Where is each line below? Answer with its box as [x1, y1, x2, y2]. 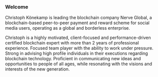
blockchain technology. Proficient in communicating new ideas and [5, 56, 141, 62]
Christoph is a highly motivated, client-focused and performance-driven [5, 35, 151, 40]
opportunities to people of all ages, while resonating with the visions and [5, 61, 153, 67]
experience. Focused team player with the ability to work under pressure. [5, 45, 154, 51]
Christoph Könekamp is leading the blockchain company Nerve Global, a [5, 15, 152, 21]
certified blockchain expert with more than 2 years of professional [5, 40, 139, 46]
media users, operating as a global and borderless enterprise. [5, 25, 130, 31]
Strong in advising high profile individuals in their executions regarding [5, 50, 148, 56]
